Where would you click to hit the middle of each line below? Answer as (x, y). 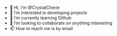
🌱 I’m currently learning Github (41, 18)
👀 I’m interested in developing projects (48, 13)
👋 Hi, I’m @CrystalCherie (35, 8)
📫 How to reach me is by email (41, 28)
